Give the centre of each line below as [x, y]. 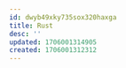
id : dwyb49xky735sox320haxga [63, 17]
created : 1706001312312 [53, 50]
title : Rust [31, 26]
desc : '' [25, 34]
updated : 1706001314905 [53, 42]
